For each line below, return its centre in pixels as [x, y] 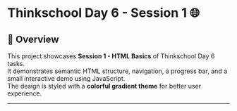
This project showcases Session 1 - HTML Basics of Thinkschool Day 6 [111, 56]
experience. [25, 93]
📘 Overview [33, 39]
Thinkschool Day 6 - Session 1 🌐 [103, 13]
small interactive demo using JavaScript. [66, 78]
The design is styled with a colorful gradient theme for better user [104, 86]
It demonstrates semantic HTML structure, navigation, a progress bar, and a [117, 71]
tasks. [16, 64]
